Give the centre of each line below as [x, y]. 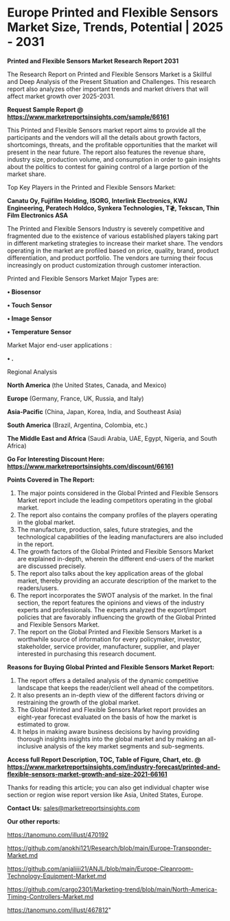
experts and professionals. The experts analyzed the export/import [112, 609]
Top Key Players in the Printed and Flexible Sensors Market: [92, 187]
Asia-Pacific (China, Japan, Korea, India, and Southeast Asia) [94, 411]
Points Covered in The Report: [51, 479]
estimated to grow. [43, 724]
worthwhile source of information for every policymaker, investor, [109, 639]
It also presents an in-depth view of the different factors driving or [111, 695]
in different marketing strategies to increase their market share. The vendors [115, 243]
